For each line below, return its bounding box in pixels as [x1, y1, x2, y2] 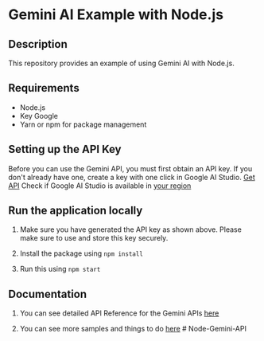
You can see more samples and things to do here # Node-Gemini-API [19, 324, 247, 334]
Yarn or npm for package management [19, 120, 147, 129]
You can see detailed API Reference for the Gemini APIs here [19, 308, 219, 318]
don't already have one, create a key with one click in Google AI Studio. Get [8, 172, 256, 182]
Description [8, 37, 68, 51]
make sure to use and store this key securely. [19, 233, 169, 243]
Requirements [8, 81, 80, 95]
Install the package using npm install [19, 249, 143, 258]
